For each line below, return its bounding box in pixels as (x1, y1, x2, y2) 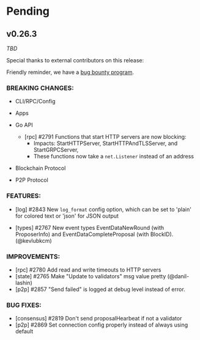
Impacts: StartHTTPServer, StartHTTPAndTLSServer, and (33, 139, 178, 147)
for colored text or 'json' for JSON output (15, 212, 119, 220)
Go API (15, 121, 33, 129)
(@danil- (167, 272, 190, 279)
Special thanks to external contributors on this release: (6, 57, 144, 64)
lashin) (15, 279, 32, 286)
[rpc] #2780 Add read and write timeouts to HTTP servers (15, 266, 161, 273)
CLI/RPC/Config (15, 98, 56, 105)
